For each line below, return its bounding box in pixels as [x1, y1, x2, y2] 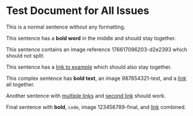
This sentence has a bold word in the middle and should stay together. [6, 34, 177, 41]
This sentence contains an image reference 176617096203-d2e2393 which [6, 45, 187, 53]
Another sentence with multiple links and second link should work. [6, 92, 166, 99]
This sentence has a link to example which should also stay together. [6, 63, 172, 71]
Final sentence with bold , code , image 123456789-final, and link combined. [6, 103, 186, 110]
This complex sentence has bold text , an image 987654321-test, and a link [6, 75, 187, 82]
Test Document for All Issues [6, 4, 150, 17]
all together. [6, 80, 35, 88]
